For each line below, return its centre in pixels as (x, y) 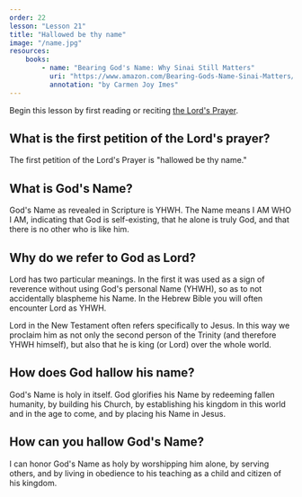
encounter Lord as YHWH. (58, 308)
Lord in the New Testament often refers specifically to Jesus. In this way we (150, 326)
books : (38, 59)
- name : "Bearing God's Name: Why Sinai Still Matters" (148, 68)
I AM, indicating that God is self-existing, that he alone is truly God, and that (149, 220)
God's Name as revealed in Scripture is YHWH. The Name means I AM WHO (151, 210)
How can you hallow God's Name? (107, 442)
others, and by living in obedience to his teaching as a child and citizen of (145, 473)
